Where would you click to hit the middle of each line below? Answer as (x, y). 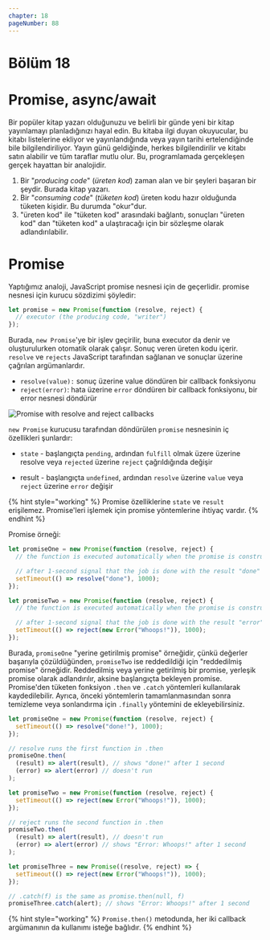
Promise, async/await (82, 99)
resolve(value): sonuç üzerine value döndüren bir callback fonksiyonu (138, 381)
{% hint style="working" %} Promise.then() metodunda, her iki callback (127, 919)
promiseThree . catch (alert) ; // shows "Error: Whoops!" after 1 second (129, 904)
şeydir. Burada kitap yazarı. (65, 189)
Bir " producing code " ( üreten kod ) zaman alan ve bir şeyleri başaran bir (138, 180)
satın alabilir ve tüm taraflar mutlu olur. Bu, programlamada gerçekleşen (127, 156)
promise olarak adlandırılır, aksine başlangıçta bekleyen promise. (115, 678)
